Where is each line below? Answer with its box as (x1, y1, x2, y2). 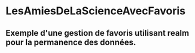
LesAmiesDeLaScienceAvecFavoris (5, 4, 186, 18)
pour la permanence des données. (5, 37, 136, 47)
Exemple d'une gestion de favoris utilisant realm (5, 28, 190, 38)
